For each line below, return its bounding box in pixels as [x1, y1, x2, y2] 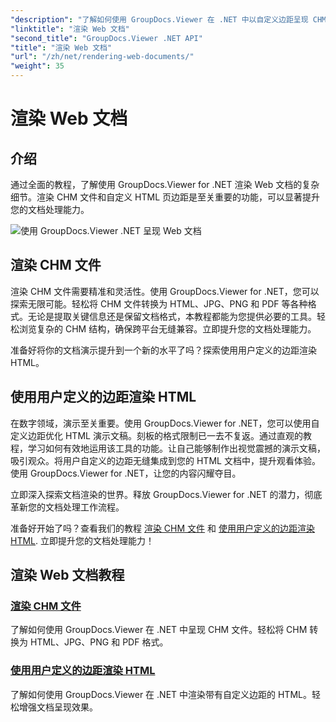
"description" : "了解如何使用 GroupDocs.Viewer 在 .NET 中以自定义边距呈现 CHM [10, 14, 327, 25]
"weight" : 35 [10, 61, 65, 71]
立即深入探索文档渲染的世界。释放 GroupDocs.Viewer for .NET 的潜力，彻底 [10, 488, 323, 500]
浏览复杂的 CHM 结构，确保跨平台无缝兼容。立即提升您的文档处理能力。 [18, 322, 317, 335]
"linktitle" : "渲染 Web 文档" [10, 24, 130, 34]
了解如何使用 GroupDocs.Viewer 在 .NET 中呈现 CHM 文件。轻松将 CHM [10, 624, 308, 636]
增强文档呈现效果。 [18, 701, 98, 713]
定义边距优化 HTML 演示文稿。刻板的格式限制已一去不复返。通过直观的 [10, 429, 303, 441]
